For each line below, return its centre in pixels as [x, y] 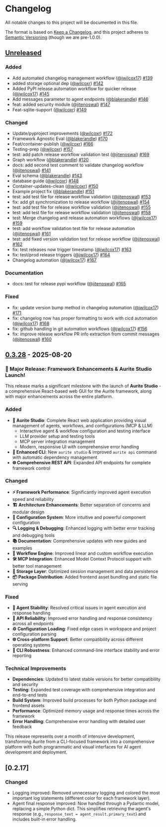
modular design [28, 512]
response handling [31, 613]
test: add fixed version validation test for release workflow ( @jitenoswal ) [86, 239]
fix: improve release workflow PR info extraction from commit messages [86, 334]
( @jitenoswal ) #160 [32, 339]
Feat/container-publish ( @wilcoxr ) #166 [53, 144]
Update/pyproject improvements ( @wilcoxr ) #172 [62, 133]
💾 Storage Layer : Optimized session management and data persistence [85, 571]
